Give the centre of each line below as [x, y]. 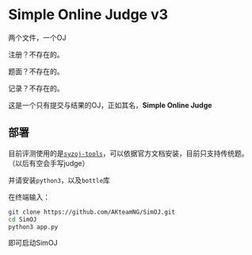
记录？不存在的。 [36, 88]
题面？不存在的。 [36, 71]
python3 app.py [33, 227]
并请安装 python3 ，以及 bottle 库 [59, 180]
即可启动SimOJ [33, 243]
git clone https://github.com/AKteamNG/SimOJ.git [92, 212]
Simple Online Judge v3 [88, 15]
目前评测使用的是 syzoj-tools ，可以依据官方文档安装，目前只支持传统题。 [128, 153]
